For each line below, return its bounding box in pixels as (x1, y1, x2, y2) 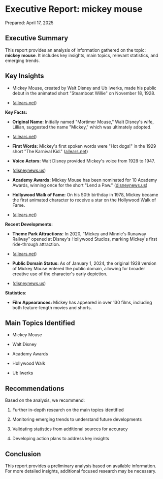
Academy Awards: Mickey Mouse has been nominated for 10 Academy (12, 177, 158, 183)
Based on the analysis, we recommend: (5, 397, 85, 403)
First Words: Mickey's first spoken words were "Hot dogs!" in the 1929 (12, 143, 156, 149)
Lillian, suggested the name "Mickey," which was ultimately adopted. (12, 124, 152, 130)
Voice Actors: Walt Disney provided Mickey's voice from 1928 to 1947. (12, 158, 155, 163)
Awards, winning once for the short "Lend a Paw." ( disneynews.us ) (12, 182, 148, 188)
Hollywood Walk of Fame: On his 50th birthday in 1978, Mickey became (12, 192, 159, 197)
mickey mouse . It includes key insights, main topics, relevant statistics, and (5, 52, 159, 58)
